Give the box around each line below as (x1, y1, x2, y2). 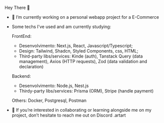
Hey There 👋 (4, 5, 30, 10)
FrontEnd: (11, 33, 32, 39)
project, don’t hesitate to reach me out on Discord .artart (11, 112, 126, 118)
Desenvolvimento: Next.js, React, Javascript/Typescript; (19, 43, 133, 49)
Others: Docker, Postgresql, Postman (11, 97, 87, 103)
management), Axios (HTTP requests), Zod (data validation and (19, 59, 148, 64)
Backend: (11, 73, 31, 79)
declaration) (19, 64, 44, 69)
